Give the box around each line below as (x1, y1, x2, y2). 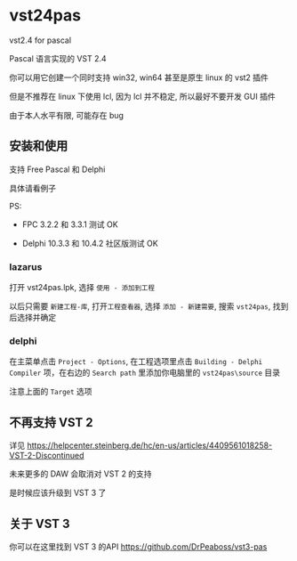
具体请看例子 (9, 183, 56, 193)
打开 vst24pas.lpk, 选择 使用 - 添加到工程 (9, 282, 156, 293)
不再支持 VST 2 (9, 415, 93, 430)
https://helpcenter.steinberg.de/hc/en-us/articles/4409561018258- (26, 440, 273, 451)
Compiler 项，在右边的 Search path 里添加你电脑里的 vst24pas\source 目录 (9, 367, 281, 378)
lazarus (9, 260, 43, 272)
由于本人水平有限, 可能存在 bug (9, 110, 124, 120)
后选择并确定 (9, 313, 56, 323)
